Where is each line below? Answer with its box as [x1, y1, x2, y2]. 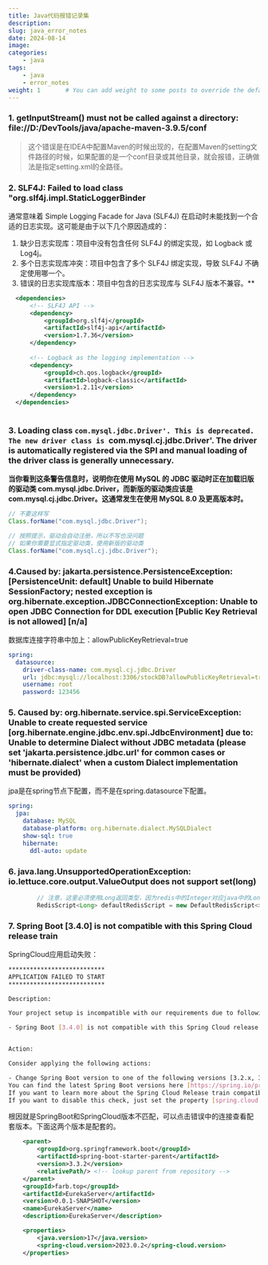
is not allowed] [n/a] [8, 615, 88, 626]
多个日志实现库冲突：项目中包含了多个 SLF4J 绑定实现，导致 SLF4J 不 [19, 258, 252, 268]
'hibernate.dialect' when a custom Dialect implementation [8, 757, 238, 768]
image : [8, 42, 30, 50]
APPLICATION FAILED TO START [8, 973, 105, 981]
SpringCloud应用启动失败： [8, 949, 99, 959]
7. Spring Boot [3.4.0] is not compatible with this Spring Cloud [8, 920, 253, 931]
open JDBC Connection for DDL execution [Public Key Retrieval [8, 606, 258, 617]
